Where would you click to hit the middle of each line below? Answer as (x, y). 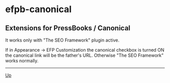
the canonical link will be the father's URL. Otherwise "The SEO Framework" (84, 55)
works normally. (22, 61)
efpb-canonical (38, 9)
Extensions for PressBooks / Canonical (68, 28)
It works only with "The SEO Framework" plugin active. (62, 40)
